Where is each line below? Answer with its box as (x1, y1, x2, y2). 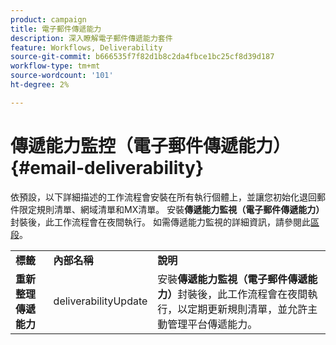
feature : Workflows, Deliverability (10, 42, 163, 53)
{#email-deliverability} (10, 156, 205, 179)
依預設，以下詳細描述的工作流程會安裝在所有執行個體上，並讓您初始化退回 (10, 191, 317, 203)
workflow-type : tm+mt (10, 61, 101, 71)
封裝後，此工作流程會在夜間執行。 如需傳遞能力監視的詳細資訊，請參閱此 (10, 216, 311, 228)
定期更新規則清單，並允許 (187, 302, 308, 316)
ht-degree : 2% (10, 80, 70, 90)
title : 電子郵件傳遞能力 (10, 24, 102, 34)
